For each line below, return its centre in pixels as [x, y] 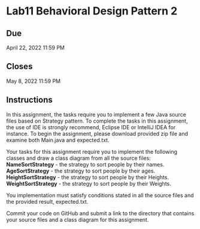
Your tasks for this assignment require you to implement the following [92, 151]
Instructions [29, 100]
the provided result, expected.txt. [47, 201]
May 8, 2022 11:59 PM [34, 81]
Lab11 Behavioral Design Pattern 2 [92, 11]
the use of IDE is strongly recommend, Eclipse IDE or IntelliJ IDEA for [91, 127]
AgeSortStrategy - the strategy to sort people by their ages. [81, 171]
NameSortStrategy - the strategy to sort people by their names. [85, 164]
